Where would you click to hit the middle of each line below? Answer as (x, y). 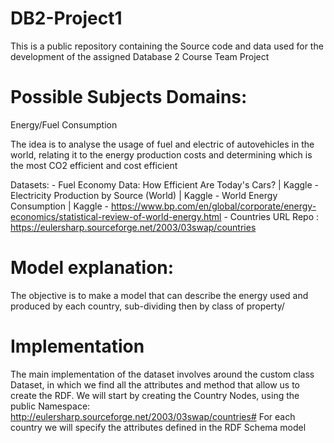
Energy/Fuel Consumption (64, 124)
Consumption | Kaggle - (59, 206)
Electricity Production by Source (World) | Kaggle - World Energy (144, 195)
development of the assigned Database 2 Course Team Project (140, 56)
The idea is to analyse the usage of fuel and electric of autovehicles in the (162, 144)
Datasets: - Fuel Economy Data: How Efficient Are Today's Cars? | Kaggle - (165, 184)
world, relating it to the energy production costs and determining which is (161, 154)
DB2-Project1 (66, 18)
